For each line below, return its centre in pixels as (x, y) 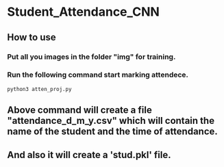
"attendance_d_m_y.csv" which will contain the (111, 121)
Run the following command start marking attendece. (98, 75)
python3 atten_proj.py (39, 89)
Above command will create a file (79, 110)
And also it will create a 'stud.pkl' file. (89, 155)
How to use (32, 37)
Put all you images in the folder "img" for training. (91, 57)
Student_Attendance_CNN (83, 12)
